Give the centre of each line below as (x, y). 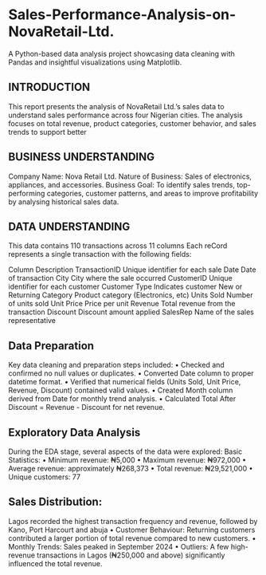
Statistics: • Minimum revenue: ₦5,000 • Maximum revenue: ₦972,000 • (127, 460)
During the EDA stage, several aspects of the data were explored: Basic (125, 451)
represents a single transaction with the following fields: (100, 254)
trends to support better (48, 132)
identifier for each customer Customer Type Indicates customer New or (125, 287)
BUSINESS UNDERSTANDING (82, 157)
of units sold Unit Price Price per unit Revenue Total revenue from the (122, 304)
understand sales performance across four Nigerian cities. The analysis (125, 115)
